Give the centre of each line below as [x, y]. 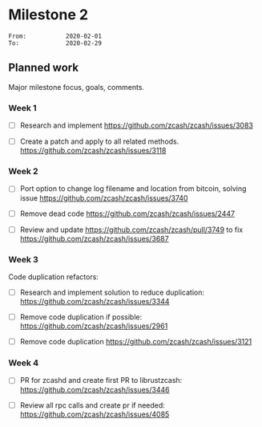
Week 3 [23, 259]
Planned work [43, 68]
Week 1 [23, 108]
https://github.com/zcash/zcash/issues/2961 [94, 326]
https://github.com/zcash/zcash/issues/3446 [95, 389]
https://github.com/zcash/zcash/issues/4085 [95, 414]
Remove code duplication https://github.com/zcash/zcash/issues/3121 [136, 342]
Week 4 [24, 363]
